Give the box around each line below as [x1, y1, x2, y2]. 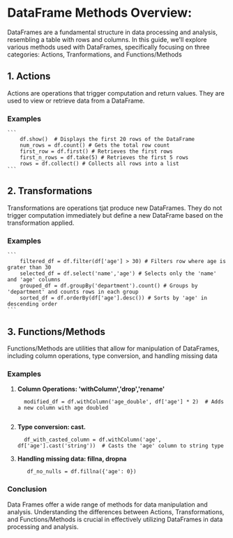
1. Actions [7, 70, 51, 82]
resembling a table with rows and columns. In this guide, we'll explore [7, 35, 207, 43]
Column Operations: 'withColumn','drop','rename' [17, 385, 165, 394]
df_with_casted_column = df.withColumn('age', [24, 436, 162, 444]
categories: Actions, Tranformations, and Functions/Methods [7, 50, 183, 59]
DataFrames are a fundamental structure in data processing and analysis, [7, 28, 218, 36]
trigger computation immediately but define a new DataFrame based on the [7, 211, 223, 219]
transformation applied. [7, 218, 75, 227]
